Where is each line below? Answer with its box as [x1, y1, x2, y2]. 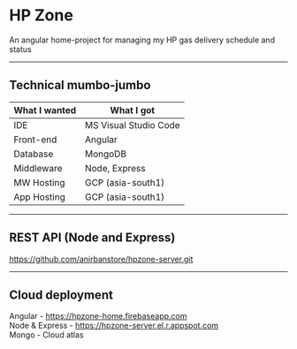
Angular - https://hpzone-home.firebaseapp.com [9, 311, 187, 322]
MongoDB [84, 148, 126, 160]
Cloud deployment [9, 287, 113, 302]
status [9, 43, 33, 54]
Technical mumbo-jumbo [9, 78, 151, 93]
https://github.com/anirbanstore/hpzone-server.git [9, 254, 194, 264]
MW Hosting [13, 176, 65, 188]
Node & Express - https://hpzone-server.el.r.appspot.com [9, 320, 219, 331]
